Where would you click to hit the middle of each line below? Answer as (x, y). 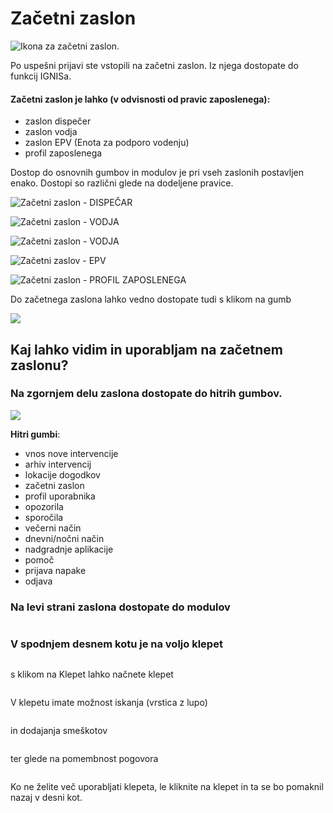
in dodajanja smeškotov (59, 731)
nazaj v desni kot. (46, 798)
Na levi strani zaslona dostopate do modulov (120, 607)
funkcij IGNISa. (41, 76)
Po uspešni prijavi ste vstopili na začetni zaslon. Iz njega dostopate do (154, 65)
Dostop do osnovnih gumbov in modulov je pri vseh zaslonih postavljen (157, 173)
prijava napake (55, 570)
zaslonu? (39, 365)
